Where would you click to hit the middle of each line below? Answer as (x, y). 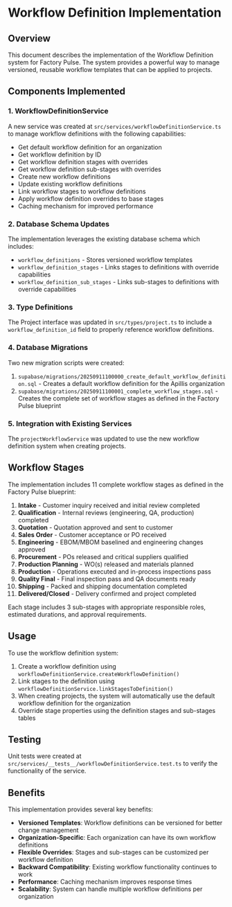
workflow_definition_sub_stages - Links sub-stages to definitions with (118, 281)
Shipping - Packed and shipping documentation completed (102, 586)
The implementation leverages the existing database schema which (104, 239)
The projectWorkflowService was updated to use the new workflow (104, 439)
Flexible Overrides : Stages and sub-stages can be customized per (113, 852)
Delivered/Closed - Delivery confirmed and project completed (107, 593)
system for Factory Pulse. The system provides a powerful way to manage (114, 62)
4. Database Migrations (48, 348)
